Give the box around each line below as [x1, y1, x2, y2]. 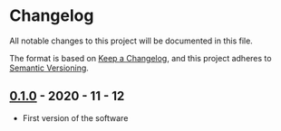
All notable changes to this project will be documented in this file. [9, 35, 254, 46]
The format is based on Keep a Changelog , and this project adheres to [9, 52, 272, 63]
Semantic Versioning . [9, 62, 89, 73]
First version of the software [22, 112, 129, 123]
